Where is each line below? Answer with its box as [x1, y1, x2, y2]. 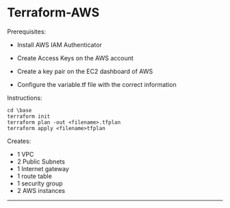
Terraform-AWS [7, 5, 100, 21]
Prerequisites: [7, 27, 47, 36]
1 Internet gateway [16, 164, 70, 172]
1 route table [16, 172, 53, 180]
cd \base [7, 107, 32, 114]
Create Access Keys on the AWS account [16, 53, 133, 62]
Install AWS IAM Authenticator [16, 40, 103, 49]
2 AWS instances [16, 186, 66, 194]
